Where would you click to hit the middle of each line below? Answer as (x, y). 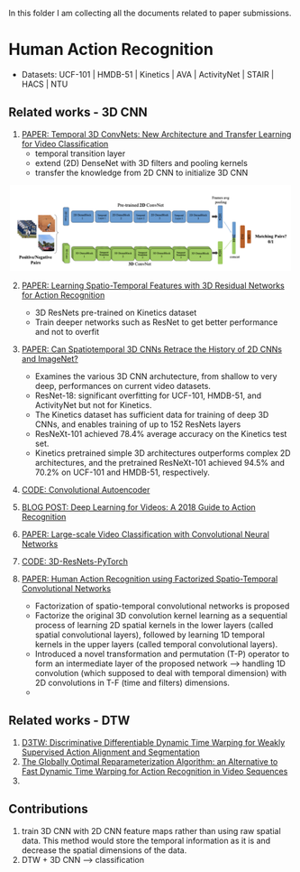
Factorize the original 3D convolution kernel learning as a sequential (161, 616)
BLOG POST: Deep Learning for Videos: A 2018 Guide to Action (138, 507)
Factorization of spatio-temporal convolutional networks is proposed (162, 606)
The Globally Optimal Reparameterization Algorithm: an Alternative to (150, 761)
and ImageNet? (50, 359)
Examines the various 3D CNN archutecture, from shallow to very (156, 376)
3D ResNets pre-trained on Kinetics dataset (116, 313)
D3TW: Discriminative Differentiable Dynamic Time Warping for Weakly (153, 742)
